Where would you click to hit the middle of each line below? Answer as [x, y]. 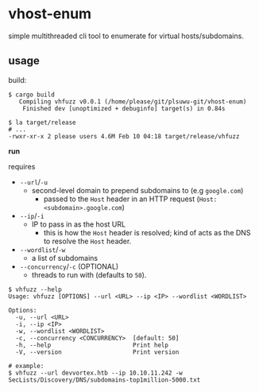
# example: [26, 366]
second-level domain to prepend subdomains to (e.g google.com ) [137, 190]
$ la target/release [43, 122]
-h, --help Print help [92, 345]
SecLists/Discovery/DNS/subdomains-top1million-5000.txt [104, 380]
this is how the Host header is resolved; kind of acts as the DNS [147, 232]
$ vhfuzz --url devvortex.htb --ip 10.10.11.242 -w [95, 373]
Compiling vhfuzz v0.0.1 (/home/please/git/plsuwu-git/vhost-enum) [133, 101]
